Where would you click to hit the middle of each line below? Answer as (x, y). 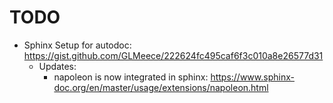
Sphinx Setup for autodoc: (77, 45)
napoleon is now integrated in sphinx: (131, 77)
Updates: (57, 66)
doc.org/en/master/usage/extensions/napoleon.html (161, 87)
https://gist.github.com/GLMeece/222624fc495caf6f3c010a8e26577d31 (173, 55)
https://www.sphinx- (252, 77)
